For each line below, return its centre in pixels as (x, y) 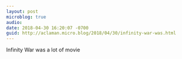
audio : (14, 22)
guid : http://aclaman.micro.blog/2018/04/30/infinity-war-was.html (91, 33)
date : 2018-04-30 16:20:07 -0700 (47, 28)
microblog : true (26, 17)
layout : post (22, 11)
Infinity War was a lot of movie (43, 50)
